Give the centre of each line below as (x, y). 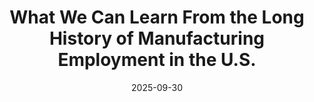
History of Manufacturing (157, 38)
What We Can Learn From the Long (157, 17)
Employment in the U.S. (157, 60)
